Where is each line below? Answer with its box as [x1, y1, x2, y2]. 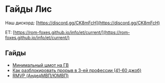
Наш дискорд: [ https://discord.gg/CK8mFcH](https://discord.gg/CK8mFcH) [5, 20, 160, 26]
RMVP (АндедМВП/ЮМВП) [12, 73, 69, 79]
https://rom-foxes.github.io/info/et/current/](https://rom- [14, 29, 130, 35]
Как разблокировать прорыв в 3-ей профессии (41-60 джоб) [12, 67, 142, 73]
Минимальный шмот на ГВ [12, 62, 69, 68]
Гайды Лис [5, 3, 52, 15]
